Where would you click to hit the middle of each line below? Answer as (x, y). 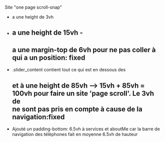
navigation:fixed (38, 117)
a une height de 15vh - (48, 33)
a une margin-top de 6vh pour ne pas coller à (84, 50)
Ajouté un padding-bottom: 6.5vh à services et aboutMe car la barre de (86, 129)
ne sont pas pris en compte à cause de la (77, 109)
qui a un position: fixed (49, 57)
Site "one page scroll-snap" (33, 7)
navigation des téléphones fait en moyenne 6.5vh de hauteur (75, 134)
